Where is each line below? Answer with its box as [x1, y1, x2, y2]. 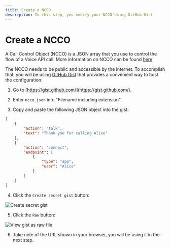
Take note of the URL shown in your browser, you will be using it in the [12, 231, 160, 237]
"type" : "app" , [41, 159, 74, 164]
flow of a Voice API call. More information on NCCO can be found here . [5, 57, 154, 63]
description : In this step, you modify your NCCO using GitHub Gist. [5, 12, 156, 17]
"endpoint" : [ [23, 150, 53, 155]
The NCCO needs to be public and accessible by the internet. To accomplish [5, 66, 165, 72]
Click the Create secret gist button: [12, 192, 90, 198]
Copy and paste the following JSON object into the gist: [12, 106, 129, 113]
